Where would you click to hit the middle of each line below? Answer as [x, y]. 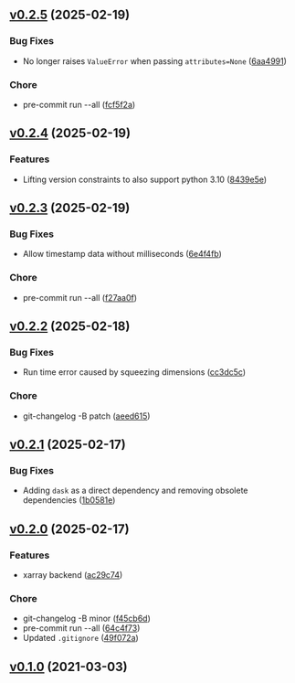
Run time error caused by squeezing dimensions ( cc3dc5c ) [134, 372]
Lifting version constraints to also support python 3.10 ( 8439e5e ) [145, 179]
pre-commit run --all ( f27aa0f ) [80, 297]
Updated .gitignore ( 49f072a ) [80, 638]
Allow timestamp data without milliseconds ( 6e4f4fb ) [122, 254]
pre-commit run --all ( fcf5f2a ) [79, 104]
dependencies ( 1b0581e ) [69, 500]
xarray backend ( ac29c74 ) [73, 575]
